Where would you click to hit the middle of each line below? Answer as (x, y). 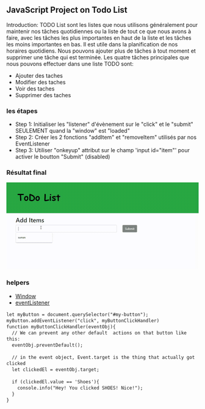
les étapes (22, 111)
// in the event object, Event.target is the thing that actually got (103, 357)
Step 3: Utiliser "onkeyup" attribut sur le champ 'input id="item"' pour (103, 150)
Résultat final (27, 172)
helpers (18, 282)
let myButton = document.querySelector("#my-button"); (77, 314)
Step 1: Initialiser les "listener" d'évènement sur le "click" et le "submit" (104, 124)
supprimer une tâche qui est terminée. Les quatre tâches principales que (98, 57)
